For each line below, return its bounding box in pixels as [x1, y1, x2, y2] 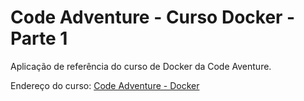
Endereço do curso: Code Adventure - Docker [10, 79, 200, 91]
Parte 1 [10, 27, 68, 50]
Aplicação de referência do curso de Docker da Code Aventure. [10, 60, 272, 72]
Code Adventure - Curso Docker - [10, 6, 296, 29]
